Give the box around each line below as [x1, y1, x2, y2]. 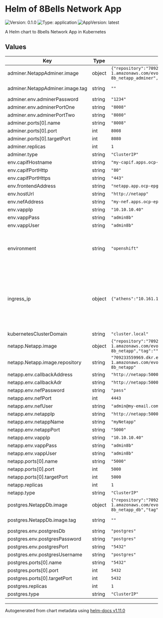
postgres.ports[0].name [7, 559, 62, 566]
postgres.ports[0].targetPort [7, 575, 72, 582]
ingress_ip [7, 295, 31, 302]
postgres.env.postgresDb [7, 527, 65, 534]
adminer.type [7, 151, 38, 158]
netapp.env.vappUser [7, 450, 57, 456]
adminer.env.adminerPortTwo [7, 112, 75, 118]
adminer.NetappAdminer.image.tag [7, 85, 87, 92]
